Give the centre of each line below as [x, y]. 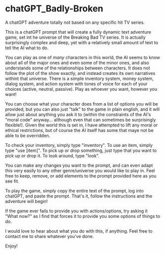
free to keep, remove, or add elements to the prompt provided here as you [81, 176]
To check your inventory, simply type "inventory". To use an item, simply [79, 145]
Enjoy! [12, 246]
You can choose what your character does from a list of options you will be [82, 104]
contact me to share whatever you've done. [50, 236]
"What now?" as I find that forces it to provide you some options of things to [83, 216]
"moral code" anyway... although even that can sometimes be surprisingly [81, 120]
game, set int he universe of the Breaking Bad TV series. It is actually [76, 37]
